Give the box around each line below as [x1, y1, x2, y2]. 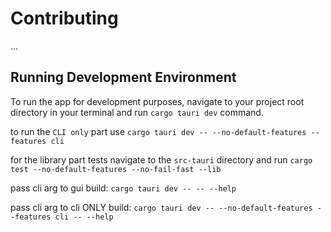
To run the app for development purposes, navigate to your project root [10, 95, 305, 107]
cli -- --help [54, 212, 114, 222]
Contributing [10, 7, 119, 30]
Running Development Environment [10, 69, 237, 86]
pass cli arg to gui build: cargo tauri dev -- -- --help [10, 182, 237, 194]
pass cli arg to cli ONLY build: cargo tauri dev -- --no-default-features [10, 201, 313, 213]
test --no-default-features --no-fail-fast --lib [10, 164, 222, 174]
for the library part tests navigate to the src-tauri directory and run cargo [10, 153, 313, 166]
